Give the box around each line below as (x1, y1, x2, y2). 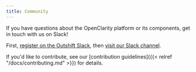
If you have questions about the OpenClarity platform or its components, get (6, 24, 191, 31)
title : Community (6, 8, 49, 15)
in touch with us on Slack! (6, 30, 69, 38)
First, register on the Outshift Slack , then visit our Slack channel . (6, 42, 161, 49)
